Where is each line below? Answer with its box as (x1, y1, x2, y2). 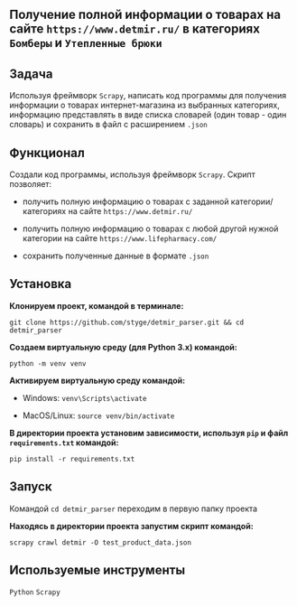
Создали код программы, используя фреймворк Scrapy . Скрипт (9, 169, 255, 180)
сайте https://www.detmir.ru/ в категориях (9, 22, 260, 37)
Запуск (9, 479, 52, 495)
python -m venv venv (9, 359, 88, 368)
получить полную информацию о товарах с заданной (22, 196, 229, 207)
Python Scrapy (9, 588, 60, 597)
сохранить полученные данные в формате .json (22, 250, 209, 261)
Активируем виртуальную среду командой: (9, 375, 186, 386)
